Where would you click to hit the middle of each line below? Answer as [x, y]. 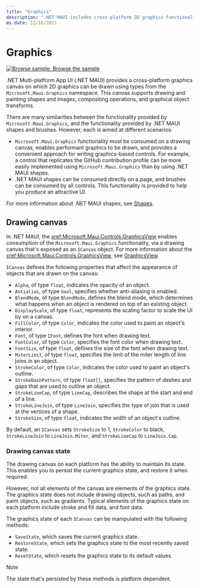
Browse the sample [76, 69]
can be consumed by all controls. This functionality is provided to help [101, 186]
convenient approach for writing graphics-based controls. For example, [102, 154]
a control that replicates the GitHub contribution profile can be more [98, 160]
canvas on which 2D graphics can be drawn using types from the [86, 86]
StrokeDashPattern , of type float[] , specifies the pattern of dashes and [103, 380]
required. [17, 477]
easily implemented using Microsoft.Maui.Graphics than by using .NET [101, 167]
